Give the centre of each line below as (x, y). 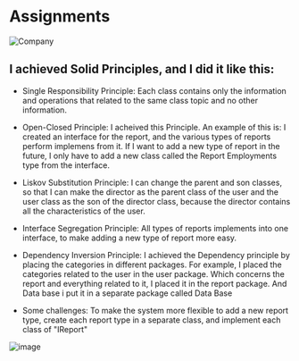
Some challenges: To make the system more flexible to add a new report (155, 310)
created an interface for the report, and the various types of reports (146, 137)
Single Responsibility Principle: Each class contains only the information (154, 90)
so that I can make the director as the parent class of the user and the (150, 192)
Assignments (60, 17)
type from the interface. (66, 165)
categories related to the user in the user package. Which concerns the (154, 273)
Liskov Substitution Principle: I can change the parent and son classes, (152, 182)
